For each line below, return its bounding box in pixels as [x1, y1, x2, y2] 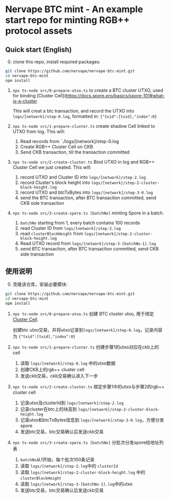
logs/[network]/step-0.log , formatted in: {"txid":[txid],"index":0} [12, 113, 157, 119]
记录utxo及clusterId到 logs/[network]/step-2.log [20, 400, 124, 406]
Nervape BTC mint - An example [5, 4, 143, 15]
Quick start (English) [5, 45, 72, 54]
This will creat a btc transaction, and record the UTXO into [12, 108, 134, 114]
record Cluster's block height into [20, 179, 90, 186]
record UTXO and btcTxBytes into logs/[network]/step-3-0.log [20, 189, 153, 195]
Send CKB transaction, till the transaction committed [20, 149, 130, 155]
